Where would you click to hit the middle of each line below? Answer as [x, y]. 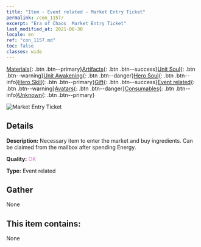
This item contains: [44, 224]
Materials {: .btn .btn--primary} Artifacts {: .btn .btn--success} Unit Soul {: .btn [101, 69]
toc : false [20, 46]
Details [20, 126]
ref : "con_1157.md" [31, 40]
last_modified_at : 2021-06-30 [45, 29]
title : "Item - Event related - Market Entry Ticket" [76, 12]
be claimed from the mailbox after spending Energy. [71, 147]
